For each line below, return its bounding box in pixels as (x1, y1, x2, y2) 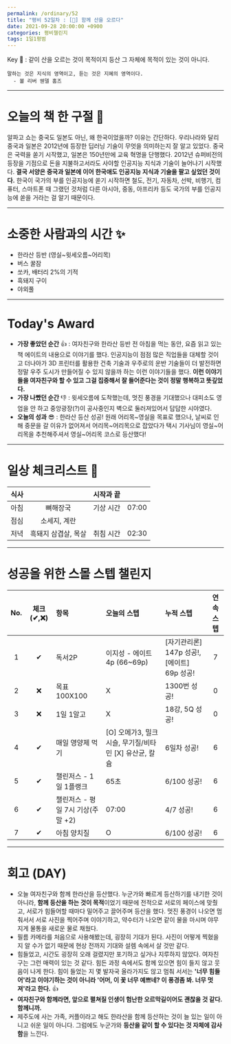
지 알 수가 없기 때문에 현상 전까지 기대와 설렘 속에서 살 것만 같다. (16, 941, 189, 950)
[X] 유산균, (113, 748, 147, 758)
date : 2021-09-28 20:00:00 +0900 (7, 23, 103, 30)
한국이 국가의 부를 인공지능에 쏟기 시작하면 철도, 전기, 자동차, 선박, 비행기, (16, 176, 214, 184)
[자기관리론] (164, 637, 203, 647)
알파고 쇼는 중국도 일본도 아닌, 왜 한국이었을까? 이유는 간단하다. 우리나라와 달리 (7, 134, 219, 142)
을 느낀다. (23, 1030, 49, 1038)
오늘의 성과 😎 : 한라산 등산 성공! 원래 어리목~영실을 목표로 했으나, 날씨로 (16, 412, 212, 420)
